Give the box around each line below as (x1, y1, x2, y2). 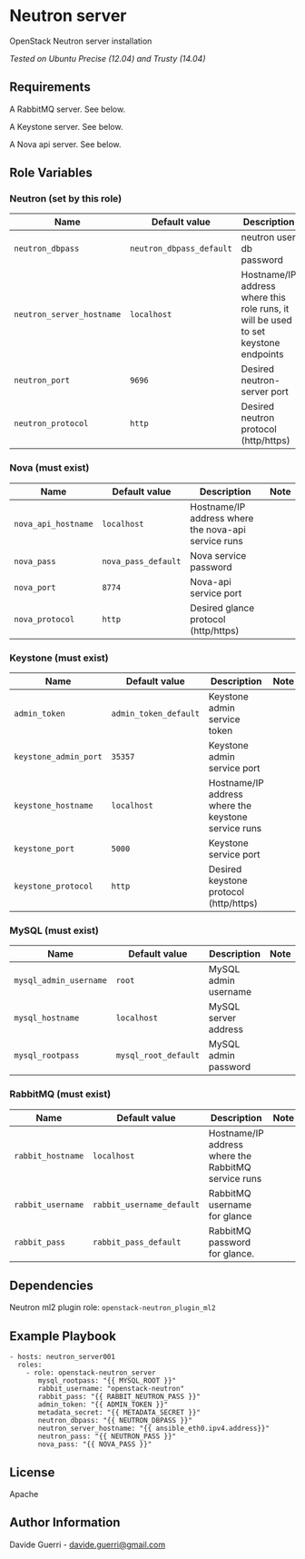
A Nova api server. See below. (9, 138, 122, 150)
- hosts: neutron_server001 (9, 1353, 116, 1362)
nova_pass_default (102, 556, 182, 566)
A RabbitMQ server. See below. (9, 104, 125, 114)
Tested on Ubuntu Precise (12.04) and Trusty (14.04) (9, 53, 206, 64)
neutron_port (14, 375, 71, 386)
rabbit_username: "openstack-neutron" (37, 1385, 184, 1394)
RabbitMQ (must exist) (9, 1087, 112, 1100)
